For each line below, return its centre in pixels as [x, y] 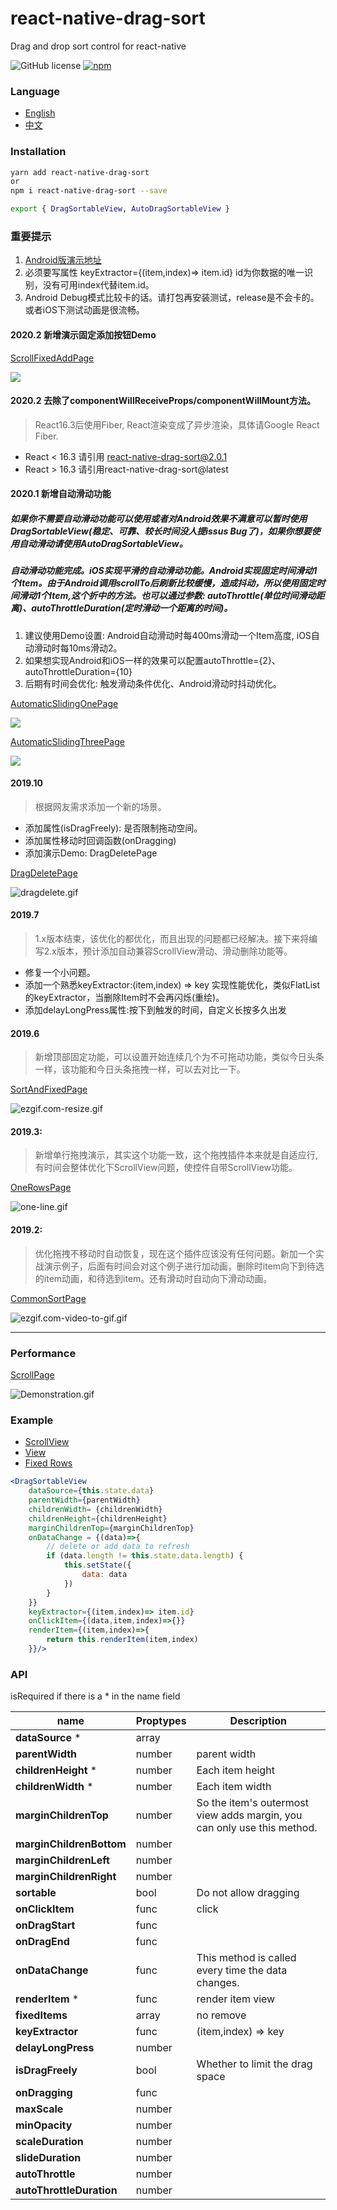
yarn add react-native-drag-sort [80, 172]
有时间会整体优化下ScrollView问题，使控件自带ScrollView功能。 [166, 1168]
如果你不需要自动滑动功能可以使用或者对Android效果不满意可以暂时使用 [159, 518]
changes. [218, 1983]
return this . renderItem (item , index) [122, 1640]
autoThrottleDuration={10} [78, 671]
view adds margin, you [249, 1815]
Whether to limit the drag [254, 2064]
